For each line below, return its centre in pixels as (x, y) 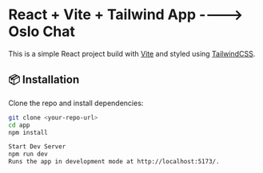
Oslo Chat (42, 31)
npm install (28, 132)
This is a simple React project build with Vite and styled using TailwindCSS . (132, 53)
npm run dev (28, 154)
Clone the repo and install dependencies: (76, 103)
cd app (19, 125)
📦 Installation (44, 80)
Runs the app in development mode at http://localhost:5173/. (114, 162)
